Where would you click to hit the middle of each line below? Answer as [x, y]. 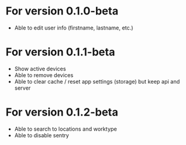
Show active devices [40, 69]
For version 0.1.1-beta [60, 52]
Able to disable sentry [42, 135]
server [22, 88]
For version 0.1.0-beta [62, 11]
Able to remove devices [44, 75]
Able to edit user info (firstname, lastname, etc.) [74, 28]
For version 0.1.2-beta [62, 112]
